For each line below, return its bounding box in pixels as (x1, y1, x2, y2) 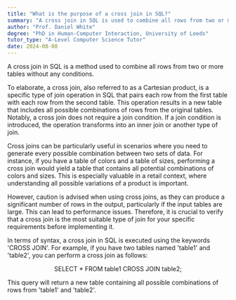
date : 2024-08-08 (7, 43, 58, 50)
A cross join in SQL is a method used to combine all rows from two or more (7, 63, 224, 70)
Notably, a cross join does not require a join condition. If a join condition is (7, 113, 221, 122)
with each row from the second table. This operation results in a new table (7, 98, 223, 106)
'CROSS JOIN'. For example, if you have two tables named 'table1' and (7, 244, 211, 252)
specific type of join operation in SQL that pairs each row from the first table (7, 91, 228, 99)
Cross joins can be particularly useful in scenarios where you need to (7, 142, 208, 150)
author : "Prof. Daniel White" (7, 23, 96, 30)
